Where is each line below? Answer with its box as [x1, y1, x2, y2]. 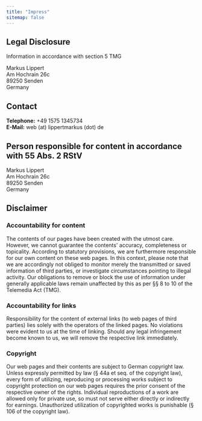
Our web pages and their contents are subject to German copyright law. [6, 363, 185, 370]
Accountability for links [6, 301, 77, 309]
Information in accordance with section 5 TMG [6, 52, 122, 60]
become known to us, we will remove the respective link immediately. [6, 334, 178, 341]
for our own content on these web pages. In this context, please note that [6, 254, 189, 261]
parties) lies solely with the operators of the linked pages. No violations [6, 321, 183, 329]
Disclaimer [6, 203, 48, 214]
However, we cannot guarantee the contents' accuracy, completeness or [6, 241, 187, 248]
